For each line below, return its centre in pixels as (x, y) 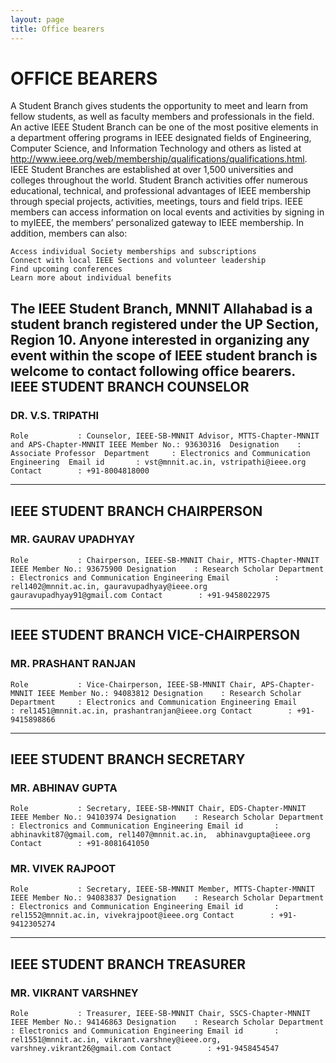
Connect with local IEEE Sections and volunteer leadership (138, 261)
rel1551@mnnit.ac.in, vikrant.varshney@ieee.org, (116, 1040)
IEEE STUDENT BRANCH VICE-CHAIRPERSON (155, 635)
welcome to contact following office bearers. (153, 371)
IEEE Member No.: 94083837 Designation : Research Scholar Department (167, 898)
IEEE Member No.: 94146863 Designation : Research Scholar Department (167, 1022)
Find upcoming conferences (66, 269)
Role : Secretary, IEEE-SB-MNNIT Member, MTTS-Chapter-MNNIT (162, 889)
